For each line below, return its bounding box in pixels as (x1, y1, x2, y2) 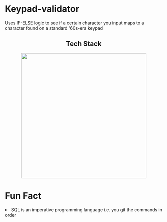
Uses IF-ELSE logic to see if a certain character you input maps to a (5, 20, 144, 26)
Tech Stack (66, 40, 102, 48)
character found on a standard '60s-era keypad (5, 25, 103, 31)
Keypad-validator (5, 3, 80, 15)
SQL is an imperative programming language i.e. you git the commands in (11, 206, 162, 213)
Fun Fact (5, 190, 41, 201)
